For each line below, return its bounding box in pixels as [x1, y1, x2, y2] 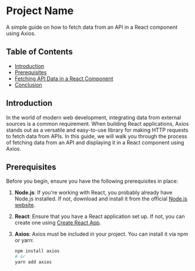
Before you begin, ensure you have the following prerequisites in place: [6, 178, 179, 185]
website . [14, 202, 36, 209]
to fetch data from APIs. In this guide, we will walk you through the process [6, 132, 187, 139]
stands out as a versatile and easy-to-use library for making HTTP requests [6, 126, 189, 133]
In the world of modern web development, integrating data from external [6, 113, 181, 121]
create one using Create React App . [14, 219, 102, 226]
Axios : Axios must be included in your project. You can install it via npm [14, 230, 189, 237]
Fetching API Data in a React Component [14, 75, 113, 82]
